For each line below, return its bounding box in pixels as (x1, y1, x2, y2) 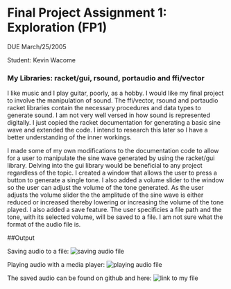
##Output (7, 234, 35, 242)
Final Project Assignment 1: (7, 5, 168, 21)
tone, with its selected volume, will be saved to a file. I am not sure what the (7, 213, 223, 221)
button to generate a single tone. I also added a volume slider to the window (7, 176, 224, 184)
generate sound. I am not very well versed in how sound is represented (7, 111, 210, 119)
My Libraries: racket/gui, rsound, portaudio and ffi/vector (7, 73, 205, 82)
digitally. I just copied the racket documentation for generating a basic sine (7, 119, 221, 127)
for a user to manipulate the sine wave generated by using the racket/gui (7, 154, 215, 162)
